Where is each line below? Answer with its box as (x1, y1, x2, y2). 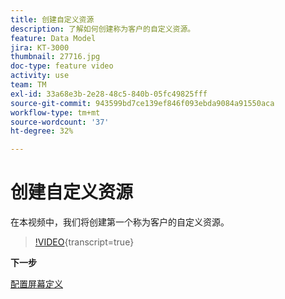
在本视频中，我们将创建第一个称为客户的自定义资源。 (10, 216, 230, 228)
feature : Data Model (10, 33, 97, 43)
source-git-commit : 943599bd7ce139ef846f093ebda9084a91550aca (10, 98, 275, 108)
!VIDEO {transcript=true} (34, 236, 135, 248)
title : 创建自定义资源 (10, 14, 95, 25)
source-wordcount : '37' (10, 117, 110, 127)
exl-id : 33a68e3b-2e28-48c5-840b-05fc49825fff (10, 89, 208, 99)
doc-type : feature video (10, 61, 114, 71)
